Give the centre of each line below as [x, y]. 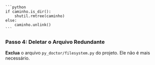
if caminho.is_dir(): [28, 12]
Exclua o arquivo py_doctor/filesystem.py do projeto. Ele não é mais [78, 53]
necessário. [18, 58]
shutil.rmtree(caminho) [40, 16]
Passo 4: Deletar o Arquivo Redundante [55, 42]
